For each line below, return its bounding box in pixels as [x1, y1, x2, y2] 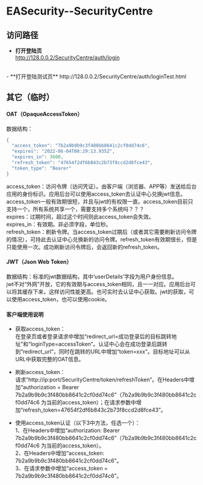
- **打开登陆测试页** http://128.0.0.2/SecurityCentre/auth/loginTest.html [6, 73, 187, 80]
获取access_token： [15, 326, 65, 333]
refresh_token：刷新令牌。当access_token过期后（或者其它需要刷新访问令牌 [6, 228, 197, 235]
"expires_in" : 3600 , [12, 154, 64, 160]
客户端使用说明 [6, 310, 44, 318]
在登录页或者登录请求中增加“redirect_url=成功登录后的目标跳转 [15, 333, 171, 340]
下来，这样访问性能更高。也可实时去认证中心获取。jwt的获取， [32, 288, 189, 295]
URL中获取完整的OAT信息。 [15, 356, 84, 363]
